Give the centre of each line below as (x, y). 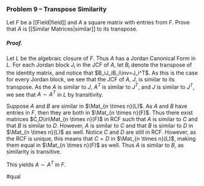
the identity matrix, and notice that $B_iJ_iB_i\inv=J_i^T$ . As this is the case (102, 73)
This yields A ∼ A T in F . (36, 164)
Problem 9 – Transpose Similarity (57, 9)
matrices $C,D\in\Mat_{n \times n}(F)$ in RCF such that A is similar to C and (102, 119)
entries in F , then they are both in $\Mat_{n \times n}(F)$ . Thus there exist (100, 113)
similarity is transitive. (34, 152)
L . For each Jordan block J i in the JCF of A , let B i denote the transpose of (99, 66)
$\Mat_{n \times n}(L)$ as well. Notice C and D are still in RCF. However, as (101, 132)
